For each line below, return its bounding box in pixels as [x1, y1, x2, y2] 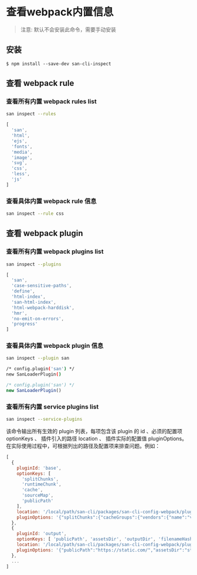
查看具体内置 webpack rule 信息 [6, 197, 97, 205]
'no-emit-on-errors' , [11, 315, 64, 321]
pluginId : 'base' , [16, 465, 62, 471]
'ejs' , [11, 138, 28, 144]
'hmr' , [11, 310, 28, 316]
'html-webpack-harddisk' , [11, 304, 75, 311]
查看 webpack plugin [6, 228, 83, 238]
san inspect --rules [6, 111, 57, 117]
